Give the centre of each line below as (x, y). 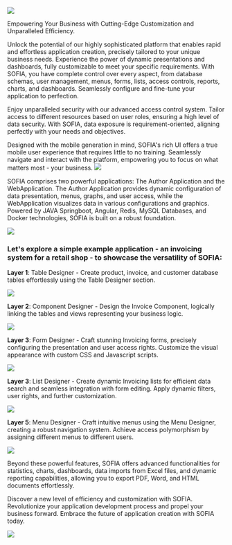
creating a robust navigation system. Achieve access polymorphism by (108, 430)
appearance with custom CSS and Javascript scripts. (83, 355)
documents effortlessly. (41, 485)
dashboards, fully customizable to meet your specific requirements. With (111, 66)
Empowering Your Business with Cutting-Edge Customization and (100, 24)
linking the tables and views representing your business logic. (95, 314)
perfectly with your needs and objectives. (66, 131)
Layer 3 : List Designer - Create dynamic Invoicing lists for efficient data (109, 382)
